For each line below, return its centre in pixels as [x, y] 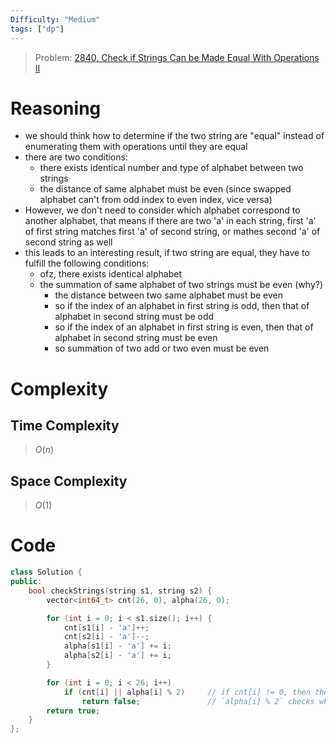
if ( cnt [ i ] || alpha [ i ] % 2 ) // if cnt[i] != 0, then [187, 692]
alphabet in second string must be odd [134, 317]
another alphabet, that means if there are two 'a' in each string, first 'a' [170, 221]
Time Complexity [65, 426]
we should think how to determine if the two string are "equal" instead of [174, 136]
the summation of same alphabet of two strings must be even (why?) [181, 285]
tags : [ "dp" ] [37, 29]
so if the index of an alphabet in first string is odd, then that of [182, 306]
